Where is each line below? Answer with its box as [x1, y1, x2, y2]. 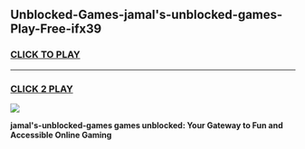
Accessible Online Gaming [10, 129, 112, 140]
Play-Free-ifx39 [10, 22, 102, 37]
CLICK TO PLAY [10, 49, 81, 61]
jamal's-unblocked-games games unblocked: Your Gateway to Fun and [10, 119, 283, 130]
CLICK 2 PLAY [10, 82, 73, 95]
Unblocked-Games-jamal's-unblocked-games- [10, 7, 283, 23]
